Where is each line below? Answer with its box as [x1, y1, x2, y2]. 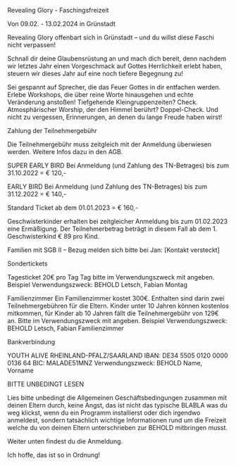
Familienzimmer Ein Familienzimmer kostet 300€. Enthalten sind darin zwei [7, 294, 225, 302]
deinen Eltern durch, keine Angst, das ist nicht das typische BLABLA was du [7, 401, 228, 409]
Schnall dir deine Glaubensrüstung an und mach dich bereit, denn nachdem [7, 54, 227, 63]
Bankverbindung [7, 338, 56, 346]
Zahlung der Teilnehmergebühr [7, 127, 97, 134]
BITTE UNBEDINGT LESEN [7, 380, 85, 388]
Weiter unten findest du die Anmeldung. [7, 437, 123, 446]
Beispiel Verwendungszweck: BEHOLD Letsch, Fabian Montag [7, 281, 188, 289]
